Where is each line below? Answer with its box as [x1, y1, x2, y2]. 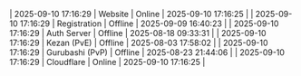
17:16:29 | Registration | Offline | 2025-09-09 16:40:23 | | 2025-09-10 [19, 18, 279, 29]
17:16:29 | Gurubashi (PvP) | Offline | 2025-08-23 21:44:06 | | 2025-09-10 [9, 47, 286, 58]
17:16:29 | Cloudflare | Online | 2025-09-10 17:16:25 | [9, 57, 206, 67]
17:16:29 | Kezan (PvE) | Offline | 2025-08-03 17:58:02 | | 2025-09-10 [9, 37, 269, 48]
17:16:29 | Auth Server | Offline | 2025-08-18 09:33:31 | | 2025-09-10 [9, 28, 267, 38]
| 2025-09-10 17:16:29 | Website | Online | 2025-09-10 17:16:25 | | [9, 9, 254, 19]
